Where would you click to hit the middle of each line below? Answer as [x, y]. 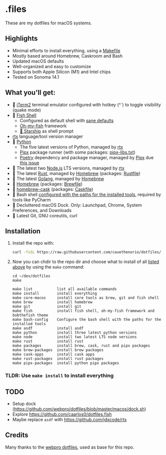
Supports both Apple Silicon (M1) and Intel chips [61, 72]
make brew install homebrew [52, 302]
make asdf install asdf [48, 328]
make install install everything [55, 294]
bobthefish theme [30, 315]
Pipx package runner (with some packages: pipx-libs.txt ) [78, 152]
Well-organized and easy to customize [52, 66]
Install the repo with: [33, 243]
